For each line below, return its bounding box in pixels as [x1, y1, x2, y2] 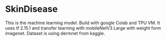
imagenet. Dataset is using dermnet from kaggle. [5, 30, 105, 36]
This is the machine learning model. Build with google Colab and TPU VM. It [5, 20, 161, 26]
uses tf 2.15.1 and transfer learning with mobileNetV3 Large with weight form [5, 25, 162, 31]
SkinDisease [5, 3, 58, 15]
